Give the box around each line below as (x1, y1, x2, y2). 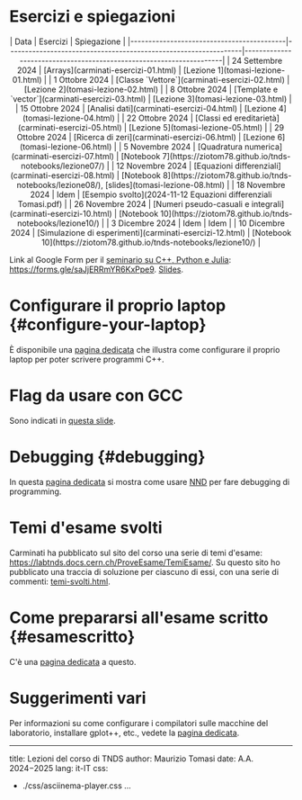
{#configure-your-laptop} (9, 315, 207, 335)
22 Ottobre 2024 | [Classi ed (126, 112, 233, 123)
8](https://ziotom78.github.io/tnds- (163, 169, 292, 181)
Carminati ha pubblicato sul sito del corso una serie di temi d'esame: (9, 547, 263, 558)
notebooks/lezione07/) (21, 160, 105, 171)
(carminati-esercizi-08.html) (10, 169, 115, 181)
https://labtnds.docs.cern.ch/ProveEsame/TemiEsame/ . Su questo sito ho (9, 556, 280, 568)
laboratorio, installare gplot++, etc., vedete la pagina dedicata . (9, 727, 240, 738)
